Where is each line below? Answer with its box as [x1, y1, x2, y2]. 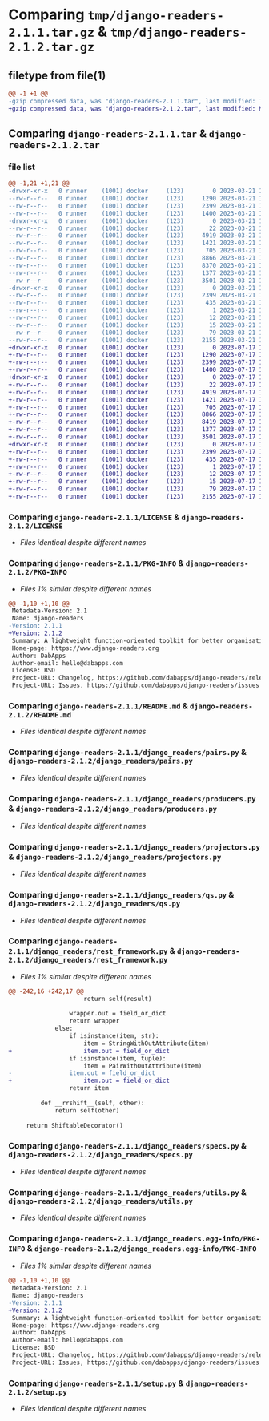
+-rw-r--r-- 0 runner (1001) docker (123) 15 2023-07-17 [8, 478, 256, 486]
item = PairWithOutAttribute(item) [83, 1062, 203, 1070]
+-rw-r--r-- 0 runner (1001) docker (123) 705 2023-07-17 [8, 403, 256, 411]
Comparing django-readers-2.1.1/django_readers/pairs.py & [8, 747, 247, 758]
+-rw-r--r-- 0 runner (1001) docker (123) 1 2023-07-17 [8, 462, 256, 470]
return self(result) [83, 995, 152, 1003]
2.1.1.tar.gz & [8, 22, 108, 41]
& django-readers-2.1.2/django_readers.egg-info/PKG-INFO [26, 1242, 257, 1253]
